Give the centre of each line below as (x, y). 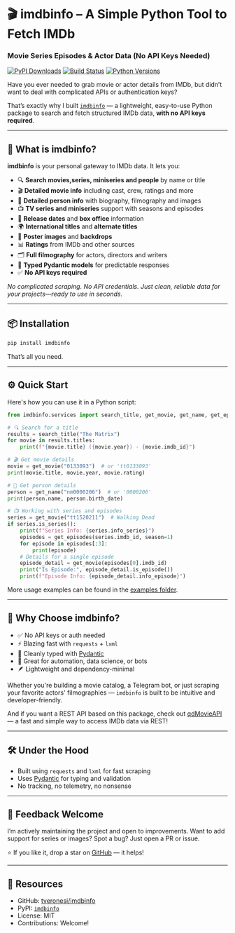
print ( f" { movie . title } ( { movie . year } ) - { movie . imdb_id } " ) (108, 447)
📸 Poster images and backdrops (65, 237)
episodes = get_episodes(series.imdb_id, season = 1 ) (97, 537)
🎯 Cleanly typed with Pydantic (61, 653)
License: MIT (36, 915)
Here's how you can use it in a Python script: (72, 402)
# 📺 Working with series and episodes (65, 511)
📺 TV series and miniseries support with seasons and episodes (111, 209)
